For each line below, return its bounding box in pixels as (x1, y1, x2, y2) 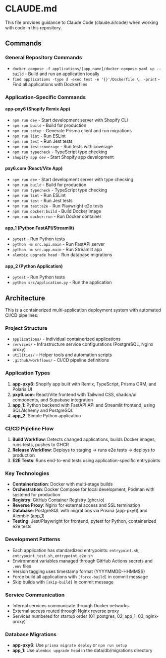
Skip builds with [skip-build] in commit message (12, 579, 114, 585)
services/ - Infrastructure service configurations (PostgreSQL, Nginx (12, 341, 154, 347)
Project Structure (5, 325, 48, 332)
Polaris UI (12, 386, 32, 392)
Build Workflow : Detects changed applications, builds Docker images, (12, 436, 156, 443)
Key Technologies (5, 470, 50, 476)
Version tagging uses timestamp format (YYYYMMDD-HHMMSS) (12, 568, 145, 574)
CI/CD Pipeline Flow (5, 425, 54, 432)
